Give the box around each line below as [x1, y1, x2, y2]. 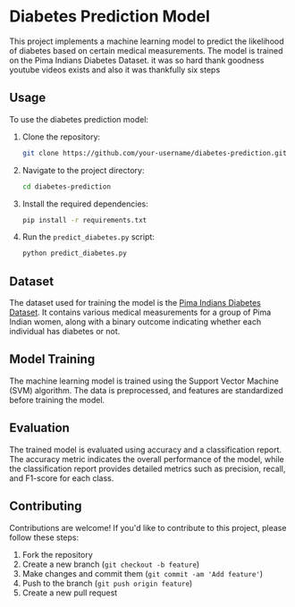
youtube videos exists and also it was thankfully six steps [9, 64, 221, 75]
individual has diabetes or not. [9, 326, 121, 337]
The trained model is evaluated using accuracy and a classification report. [9, 444, 282, 455]
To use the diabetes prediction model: [9, 114, 149, 124]
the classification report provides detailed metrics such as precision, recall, [9, 463, 286, 474]
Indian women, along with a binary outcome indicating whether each [9, 316, 262, 327]
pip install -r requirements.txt [21, 215, 147, 224]
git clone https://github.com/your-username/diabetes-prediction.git [21, 148, 288, 157]
